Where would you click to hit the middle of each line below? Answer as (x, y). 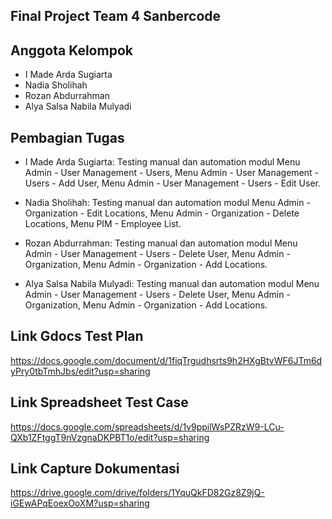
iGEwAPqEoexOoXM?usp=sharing (80, 503)
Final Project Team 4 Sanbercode (116, 16)
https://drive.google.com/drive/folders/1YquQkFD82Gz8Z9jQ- (137, 493)
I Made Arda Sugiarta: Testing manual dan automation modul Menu (162, 162)
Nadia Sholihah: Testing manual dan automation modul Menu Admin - (167, 203)
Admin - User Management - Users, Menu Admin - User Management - (172, 173)
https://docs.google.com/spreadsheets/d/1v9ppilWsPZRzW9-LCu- (147, 426)
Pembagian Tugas (67, 137)
